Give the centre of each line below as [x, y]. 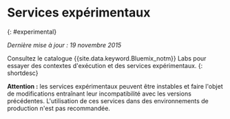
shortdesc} [23, 73]
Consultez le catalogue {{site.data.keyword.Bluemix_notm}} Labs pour [107, 58]
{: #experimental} [32, 32]
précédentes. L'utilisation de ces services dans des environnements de [108, 100]
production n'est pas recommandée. [59, 108]
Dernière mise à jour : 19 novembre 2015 [64, 45]
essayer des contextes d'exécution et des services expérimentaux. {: [105, 65]
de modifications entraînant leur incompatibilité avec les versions [99, 94]
